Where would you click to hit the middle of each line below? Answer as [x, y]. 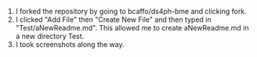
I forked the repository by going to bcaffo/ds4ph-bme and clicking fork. [131, 11]
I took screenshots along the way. [70, 45]
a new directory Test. [50, 36]
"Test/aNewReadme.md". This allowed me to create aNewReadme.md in [132, 28]
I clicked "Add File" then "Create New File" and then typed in [113, 20]
